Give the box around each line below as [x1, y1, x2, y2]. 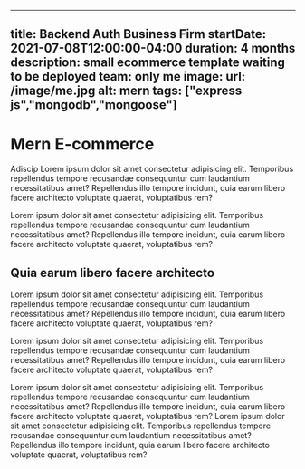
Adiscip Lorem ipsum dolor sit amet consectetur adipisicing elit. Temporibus [10, 164, 294, 175]
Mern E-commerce [10, 133, 155, 154]
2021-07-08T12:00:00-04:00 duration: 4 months [10, 41, 296, 56]
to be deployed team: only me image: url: [10, 69, 246, 84]
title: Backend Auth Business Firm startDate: [10, 26, 266, 42]
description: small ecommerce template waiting [10, 55, 286, 71]
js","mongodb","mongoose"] [10, 97, 177, 113]
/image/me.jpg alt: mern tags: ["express [10, 83, 243, 99]
